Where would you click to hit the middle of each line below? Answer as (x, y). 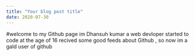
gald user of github (29, 46)
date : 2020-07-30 (27, 17)
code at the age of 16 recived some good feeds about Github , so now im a (97, 40)
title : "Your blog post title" (45, 11)
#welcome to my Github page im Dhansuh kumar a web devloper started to (97, 34)
